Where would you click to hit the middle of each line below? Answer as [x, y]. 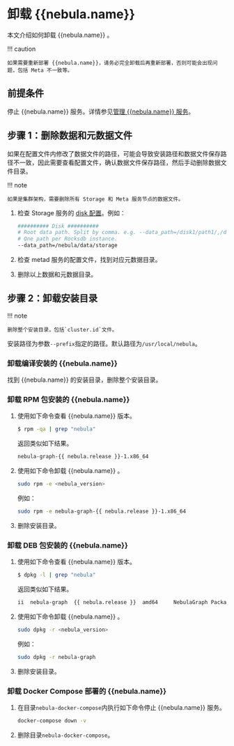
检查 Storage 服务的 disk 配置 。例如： [72, 212]
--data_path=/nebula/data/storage [67, 246]
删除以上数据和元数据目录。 [57, 274]
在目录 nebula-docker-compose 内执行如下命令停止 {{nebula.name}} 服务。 [122, 708]
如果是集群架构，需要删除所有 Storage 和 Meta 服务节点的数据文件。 [95, 199]
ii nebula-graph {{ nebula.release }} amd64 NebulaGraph [112, 603]
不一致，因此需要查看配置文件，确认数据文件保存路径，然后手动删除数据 [117, 162]
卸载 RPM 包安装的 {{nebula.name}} [69, 400]
